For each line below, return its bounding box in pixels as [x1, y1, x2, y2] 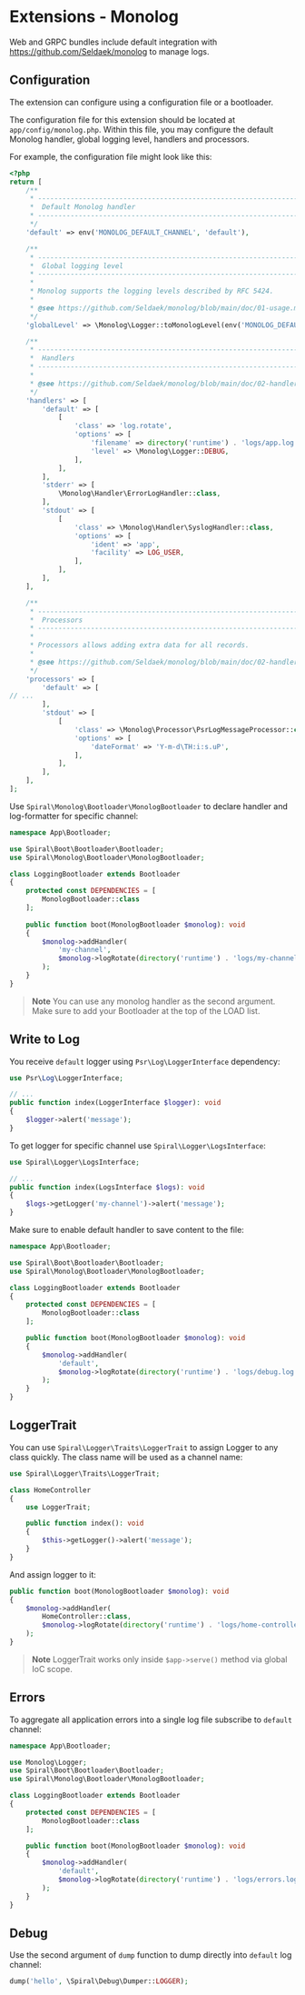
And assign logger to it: [9, 1569, 97, 1579]
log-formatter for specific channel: [9, 810, 139, 821]
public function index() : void [25, 1519, 144, 1529]
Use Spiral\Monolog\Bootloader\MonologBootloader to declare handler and [9, 800, 289, 811]
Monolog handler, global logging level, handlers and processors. [9, 134, 250, 145]
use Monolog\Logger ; [9, 1758, 88, 1767]
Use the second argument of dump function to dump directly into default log [9, 1950, 292, 1960]
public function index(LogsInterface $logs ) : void [9, 1182, 205, 1192]
